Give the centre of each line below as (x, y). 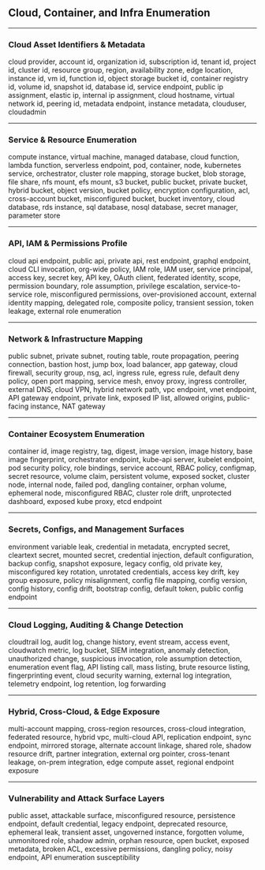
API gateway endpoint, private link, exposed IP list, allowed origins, (117, 398)
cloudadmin (27, 112)
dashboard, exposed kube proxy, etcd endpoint (85, 502)
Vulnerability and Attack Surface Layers (86, 798)
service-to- (222, 286)
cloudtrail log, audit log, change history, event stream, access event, (119, 641)
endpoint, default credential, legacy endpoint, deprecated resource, (118, 824)
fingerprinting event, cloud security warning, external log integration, (120, 675)
